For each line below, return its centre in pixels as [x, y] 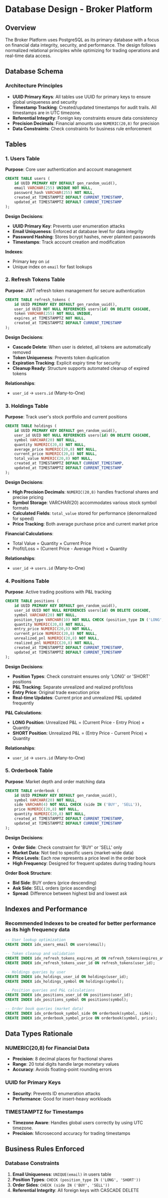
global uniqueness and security [45, 102]
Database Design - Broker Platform [79, 9]
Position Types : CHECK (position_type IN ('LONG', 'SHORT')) [76, 1179]
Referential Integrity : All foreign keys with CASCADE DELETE [75, 1190]
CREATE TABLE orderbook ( [32, 791]
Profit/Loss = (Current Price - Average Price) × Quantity [70, 548]
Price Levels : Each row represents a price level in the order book [79, 858]
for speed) [23, 518]
